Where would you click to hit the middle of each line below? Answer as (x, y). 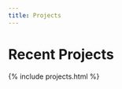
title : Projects (35, 15)
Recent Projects (61, 54)
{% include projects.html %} (54, 76)
